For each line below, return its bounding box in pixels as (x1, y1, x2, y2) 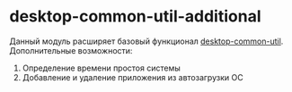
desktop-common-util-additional (9, 6, 261, 27)
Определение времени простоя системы (22, 63, 181, 73)
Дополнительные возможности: (9, 45, 133, 55)
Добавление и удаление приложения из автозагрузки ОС (22, 71, 244, 82)
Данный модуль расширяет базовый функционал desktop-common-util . (9, 36, 284, 46)
